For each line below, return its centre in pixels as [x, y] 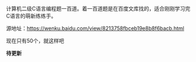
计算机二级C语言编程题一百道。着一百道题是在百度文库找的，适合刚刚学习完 [98, 8]
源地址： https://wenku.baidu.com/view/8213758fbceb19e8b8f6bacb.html [95, 28]
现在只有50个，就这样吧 [35, 41]
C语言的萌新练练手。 [31, 16]
